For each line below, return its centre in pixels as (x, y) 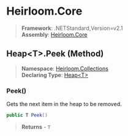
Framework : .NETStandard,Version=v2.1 (72, 28)
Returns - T (36, 127)
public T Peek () (27, 115)
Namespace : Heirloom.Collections (65, 68)
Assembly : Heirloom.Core (54, 34)
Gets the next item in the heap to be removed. (64, 104)
